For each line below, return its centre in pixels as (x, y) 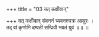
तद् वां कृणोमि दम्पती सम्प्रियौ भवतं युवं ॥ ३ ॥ (47, 27)
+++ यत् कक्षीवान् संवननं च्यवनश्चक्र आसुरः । (50, 21)
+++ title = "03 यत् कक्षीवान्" (38, 9)
